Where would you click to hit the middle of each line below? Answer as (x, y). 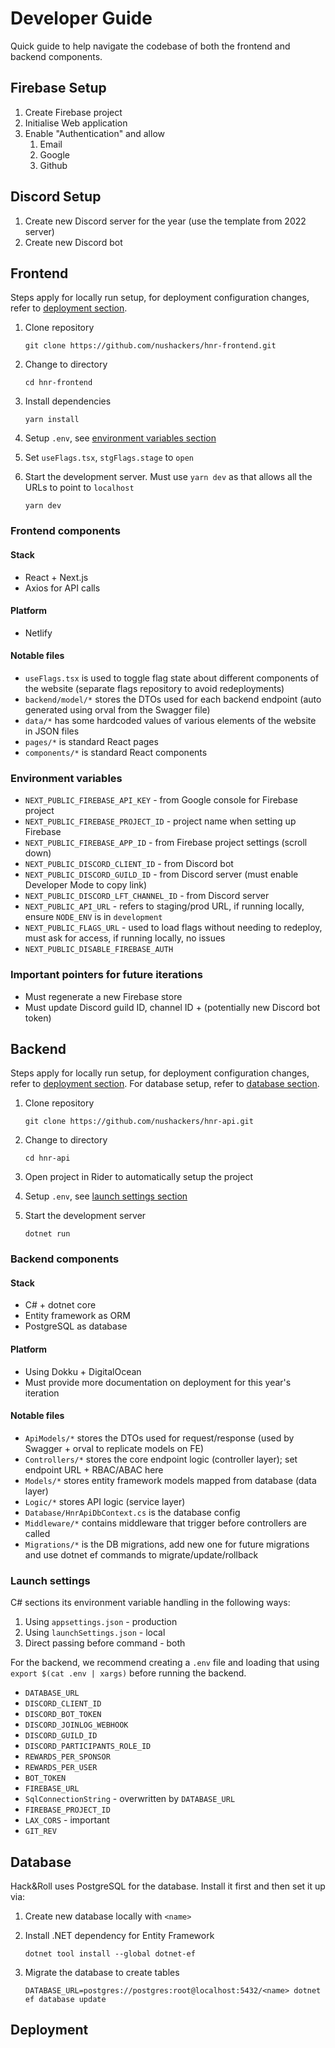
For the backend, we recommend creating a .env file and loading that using (165, 1663)
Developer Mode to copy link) (86, 885)
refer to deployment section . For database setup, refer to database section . (165, 1084)
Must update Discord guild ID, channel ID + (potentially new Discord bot (172, 1007)
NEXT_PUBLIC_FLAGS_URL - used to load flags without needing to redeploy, (173, 928)
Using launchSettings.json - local (95, 1633)
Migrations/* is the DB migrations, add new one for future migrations (167, 1544)
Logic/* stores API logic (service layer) (105, 1501)
